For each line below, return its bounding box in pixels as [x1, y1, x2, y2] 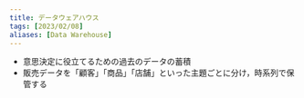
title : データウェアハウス [9, 13, 100, 23]
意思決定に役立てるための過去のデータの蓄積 [22, 56, 192, 67]
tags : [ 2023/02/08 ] [9, 22, 84, 31]
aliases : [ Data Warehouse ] [9, 30, 112, 39]
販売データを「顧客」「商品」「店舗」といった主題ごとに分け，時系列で [22, 67, 288, 78]
